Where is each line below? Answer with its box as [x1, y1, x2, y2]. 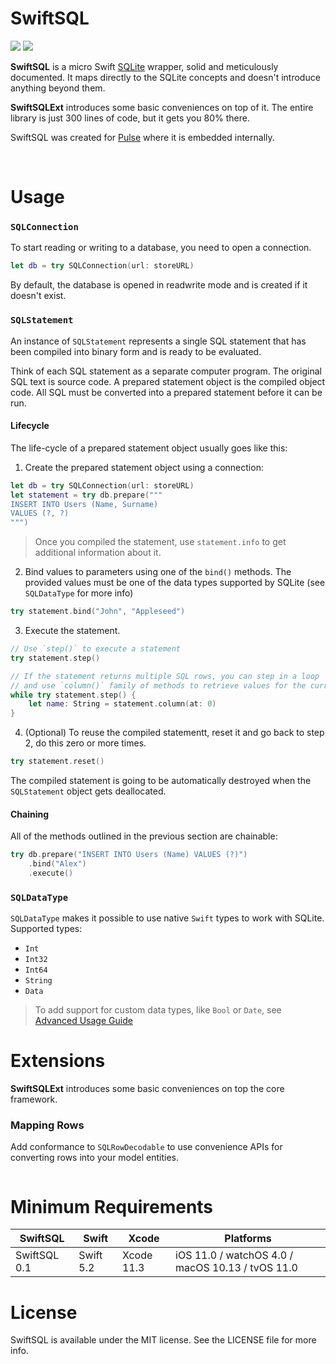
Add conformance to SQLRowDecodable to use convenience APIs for [10, 1141, 283, 1153]
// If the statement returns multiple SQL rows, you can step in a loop [10, 671, 320, 681]
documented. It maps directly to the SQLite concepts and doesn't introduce [10, 71, 321, 83]
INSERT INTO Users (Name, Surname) [10, 499, 159, 509]
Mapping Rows [10, 1118, 85, 1132]
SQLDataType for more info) [24, 587, 134, 599]
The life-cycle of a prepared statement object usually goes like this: [10, 442, 288, 454]
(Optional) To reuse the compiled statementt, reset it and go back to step [24, 727, 325, 739]
